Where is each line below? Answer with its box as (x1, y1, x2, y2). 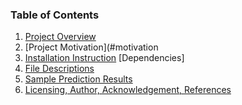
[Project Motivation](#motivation (24, 41, 159, 53)
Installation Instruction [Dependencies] (24, 52, 185, 64)
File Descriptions (24, 63, 95, 75)
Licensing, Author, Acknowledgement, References (24, 84, 232, 96)
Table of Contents (10, 8, 100, 22)
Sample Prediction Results (24, 73, 133, 85)
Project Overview (24, 31, 97, 43)
